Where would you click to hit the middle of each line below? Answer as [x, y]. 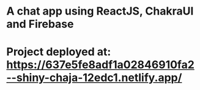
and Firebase [40, 24]
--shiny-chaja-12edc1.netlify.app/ [94, 78]
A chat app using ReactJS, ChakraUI [100, 11]
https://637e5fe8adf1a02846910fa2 [100, 65]
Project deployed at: [59, 52]
